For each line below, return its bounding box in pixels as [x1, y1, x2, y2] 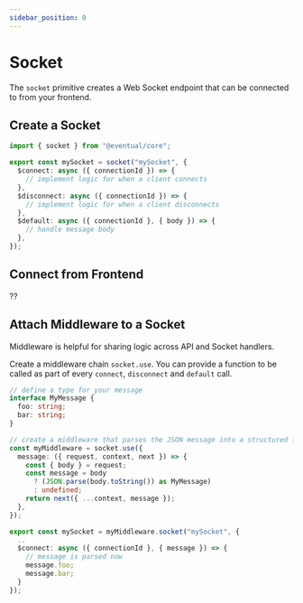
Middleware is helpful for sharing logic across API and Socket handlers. [9, 340, 275, 352]
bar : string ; [17, 411, 67, 420]
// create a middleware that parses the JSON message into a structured [9, 435, 289, 444]
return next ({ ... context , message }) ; [25, 494, 176, 503]
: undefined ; [32, 486, 83, 495]
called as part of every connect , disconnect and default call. [9, 367, 233, 379]
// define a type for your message [9, 385, 143, 394]
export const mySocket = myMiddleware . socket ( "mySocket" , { [9, 527, 241, 536]
